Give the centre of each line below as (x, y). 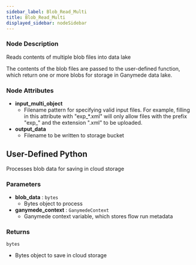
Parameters (23, 184)
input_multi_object (39, 103)
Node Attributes (30, 91)
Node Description (32, 44)
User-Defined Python (47, 154)
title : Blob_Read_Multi (36, 17)
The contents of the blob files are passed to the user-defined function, (93, 68)
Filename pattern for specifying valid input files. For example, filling (107, 110)
